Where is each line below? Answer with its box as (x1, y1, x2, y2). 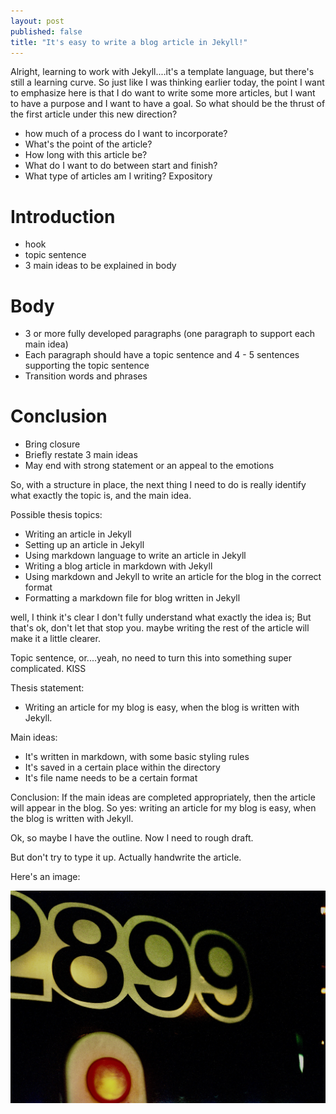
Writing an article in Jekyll (24, 528, 132, 540)
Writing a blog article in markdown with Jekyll (24, 560, 213, 572)
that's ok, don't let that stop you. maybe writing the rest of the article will (10, 622, 310, 634)
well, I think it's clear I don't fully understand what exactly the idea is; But (10, 611, 312, 624)
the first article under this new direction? (10, 108, 178, 120)
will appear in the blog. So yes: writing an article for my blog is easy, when (10, 802, 317, 814)
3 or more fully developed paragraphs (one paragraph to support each (24, 328, 316, 340)
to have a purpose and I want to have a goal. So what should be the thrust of (10, 98, 326, 110)
